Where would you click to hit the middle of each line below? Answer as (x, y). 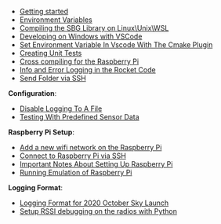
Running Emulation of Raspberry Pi (76, 173)
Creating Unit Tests (51, 53)
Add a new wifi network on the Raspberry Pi (91, 147)
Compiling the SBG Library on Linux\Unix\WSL (94, 28)
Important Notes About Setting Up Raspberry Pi (96, 164)
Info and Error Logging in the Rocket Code (87, 70)
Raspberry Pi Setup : (41, 132)
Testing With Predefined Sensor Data (79, 117)
